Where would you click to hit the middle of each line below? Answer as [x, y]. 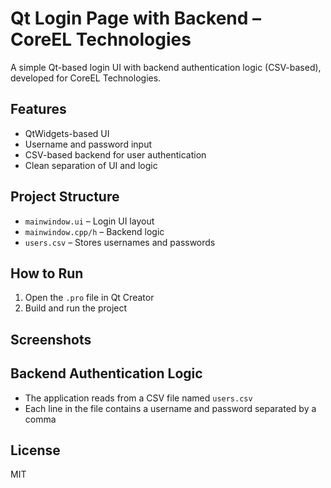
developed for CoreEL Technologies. [86, 78]
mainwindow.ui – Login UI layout [89, 221]
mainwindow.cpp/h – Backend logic [94, 231]
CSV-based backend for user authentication [115, 154]
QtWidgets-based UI [67, 133]
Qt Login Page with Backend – [136, 18]
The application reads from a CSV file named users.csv [138, 398]
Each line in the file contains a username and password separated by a [170, 408]
